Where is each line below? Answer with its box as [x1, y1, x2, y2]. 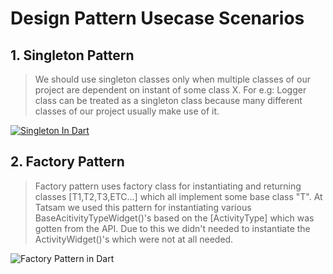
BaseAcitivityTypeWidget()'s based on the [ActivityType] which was [34, 212, 315, 224]
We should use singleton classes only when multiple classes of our [34, 73, 311, 85]
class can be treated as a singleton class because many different [34, 95, 303, 106]
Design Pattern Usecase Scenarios [10, 7, 305, 30]
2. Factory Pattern [10, 153, 125, 171]
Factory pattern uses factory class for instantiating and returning [34, 180, 302, 192]
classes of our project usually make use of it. [34, 105, 220, 117]
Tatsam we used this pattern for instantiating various [34, 201, 252, 213]
